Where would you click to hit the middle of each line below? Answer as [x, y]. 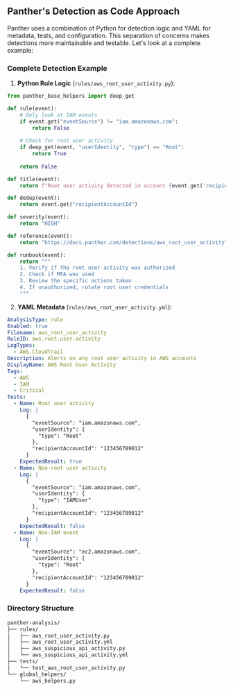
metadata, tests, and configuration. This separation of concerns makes [109, 35]
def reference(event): [40, 236]
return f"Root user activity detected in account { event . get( [111, 186]
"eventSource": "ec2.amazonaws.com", [86, 552]
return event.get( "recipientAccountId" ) [79, 205]
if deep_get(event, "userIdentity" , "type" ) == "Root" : [102, 147]
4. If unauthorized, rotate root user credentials [94, 287]
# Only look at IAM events [59, 115]
